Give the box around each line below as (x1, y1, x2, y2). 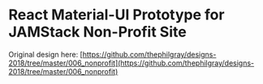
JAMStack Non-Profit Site (8, 23, 187, 41)
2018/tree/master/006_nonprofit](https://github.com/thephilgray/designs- (8, 58, 255, 68)
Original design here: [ (8, 49, 83, 59)
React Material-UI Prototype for (8, 6, 225, 24)
